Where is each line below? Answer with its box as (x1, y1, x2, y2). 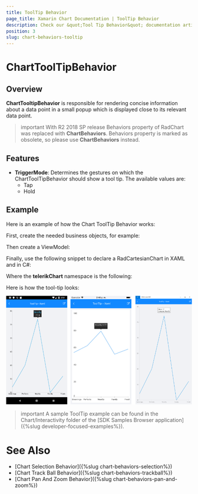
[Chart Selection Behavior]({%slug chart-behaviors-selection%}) (14, 463, 173, 470)
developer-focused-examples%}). (41, 423, 125, 430)
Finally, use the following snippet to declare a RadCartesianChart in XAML (6, 254, 186, 262)
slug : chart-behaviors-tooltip (6, 34, 83, 41)
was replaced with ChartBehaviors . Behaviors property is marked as (20, 130, 188, 137)
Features (6, 153, 39, 163)
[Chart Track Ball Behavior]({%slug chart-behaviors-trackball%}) (14, 469, 173, 476)
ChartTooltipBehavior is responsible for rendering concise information (6, 100, 178, 107)
